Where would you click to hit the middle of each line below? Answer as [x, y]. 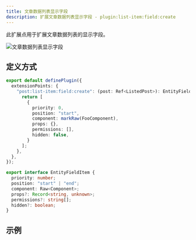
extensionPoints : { [35, 86]
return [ [32, 97]
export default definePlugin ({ [44, 81]
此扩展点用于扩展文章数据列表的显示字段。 [57, 34]
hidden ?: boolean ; [34, 205]
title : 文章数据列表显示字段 [37, 11]
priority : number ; [34, 178]
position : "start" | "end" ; [45, 184]
